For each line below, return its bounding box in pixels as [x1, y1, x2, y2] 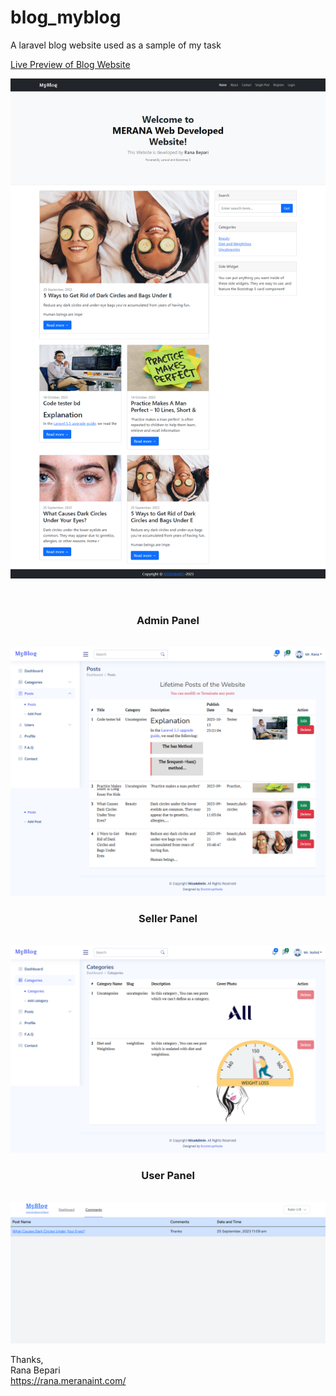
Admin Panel [136, 614, 200, 627]
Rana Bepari [10, 1364, 61, 1376]
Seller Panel [138, 911, 198, 925]
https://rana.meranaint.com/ [10, 1374, 127, 1386]
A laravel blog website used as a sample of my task [10, 39, 222, 51]
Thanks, [10, 1353, 44, 1365]
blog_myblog [10, 6, 122, 29]
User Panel [141, 1169, 195, 1183]
